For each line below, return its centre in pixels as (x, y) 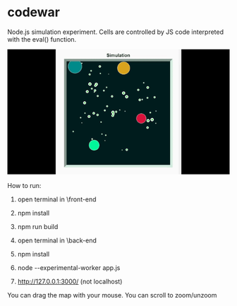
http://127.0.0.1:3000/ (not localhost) (70, 282)
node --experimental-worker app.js (69, 268)
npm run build (38, 227)
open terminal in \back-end (57, 240)
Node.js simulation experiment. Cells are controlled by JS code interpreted (116, 32)
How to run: (24, 186)
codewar (34, 12)
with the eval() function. (42, 39)
